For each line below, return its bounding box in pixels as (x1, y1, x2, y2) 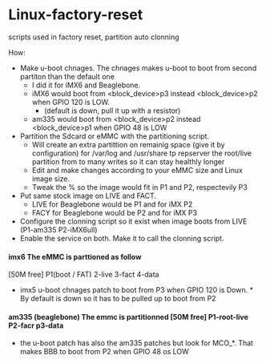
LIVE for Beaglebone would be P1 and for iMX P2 (31, 199, 193, 209)
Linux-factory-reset (8, 6, 143, 24)
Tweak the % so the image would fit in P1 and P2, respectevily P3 (31, 182, 248, 192)
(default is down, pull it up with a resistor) (43, 106, 181, 115)
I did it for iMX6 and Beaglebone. (31, 80, 141, 90)
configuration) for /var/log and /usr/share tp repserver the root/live (31, 148, 252, 158)
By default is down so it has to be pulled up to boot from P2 (19, 294, 216, 304)
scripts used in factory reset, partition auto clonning (8, 32, 179, 42)
